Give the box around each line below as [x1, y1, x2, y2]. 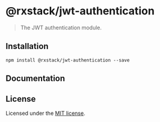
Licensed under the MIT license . [5, 109, 85, 117]
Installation [5, 41, 49, 51]
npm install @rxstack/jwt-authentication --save [5, 57, 130, 63]
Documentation [5, 74, 66, 84]
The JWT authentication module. [20, 24, 102, 31]
